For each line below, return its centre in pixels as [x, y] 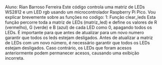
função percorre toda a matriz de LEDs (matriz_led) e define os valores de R [81, 22]
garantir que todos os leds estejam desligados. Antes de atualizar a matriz [79, 38]
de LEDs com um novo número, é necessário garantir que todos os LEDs [78, 43]
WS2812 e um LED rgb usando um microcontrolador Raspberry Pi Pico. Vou [81, 12]
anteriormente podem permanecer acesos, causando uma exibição [72, 53]
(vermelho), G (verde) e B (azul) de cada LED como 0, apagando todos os [79, 27]
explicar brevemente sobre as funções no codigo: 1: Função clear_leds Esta [81, 17]
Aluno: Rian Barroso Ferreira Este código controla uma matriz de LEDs [75, 7]
